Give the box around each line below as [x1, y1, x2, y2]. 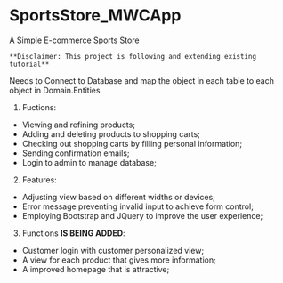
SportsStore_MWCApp [9, 5, 182, 26]
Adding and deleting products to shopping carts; [21, 128, 200, 139]
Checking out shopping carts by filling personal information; [21, 138, 243, 149]
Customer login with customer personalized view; [21, 245, 205, 255]
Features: [21, 174, 58, 185]
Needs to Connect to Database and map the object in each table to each [9, 75, 274, 85]
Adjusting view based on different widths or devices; [21, 191, 216, 202]
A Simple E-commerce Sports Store [9, 35, 140, 45]
